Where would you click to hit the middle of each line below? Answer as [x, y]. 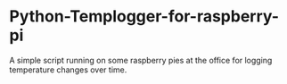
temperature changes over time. [68, 70]
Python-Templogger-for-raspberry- [144, 17]
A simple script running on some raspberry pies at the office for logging [141, 60]
